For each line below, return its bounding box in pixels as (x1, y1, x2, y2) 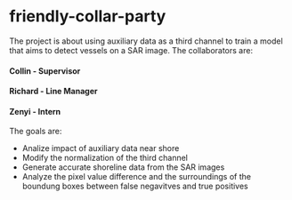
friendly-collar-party (9, 6, 166, 27)
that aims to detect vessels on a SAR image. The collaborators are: (9, 44, 254, 55)
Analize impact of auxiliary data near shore (21, 143, 180, 154)
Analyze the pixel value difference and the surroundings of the (21, 172, 252, 182)
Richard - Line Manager (9, 86, 98, 97)
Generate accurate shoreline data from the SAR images (21, 162, 225, 172)
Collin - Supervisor (9, 65, 81, 76)
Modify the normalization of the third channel (21, 153, 189, 164)
